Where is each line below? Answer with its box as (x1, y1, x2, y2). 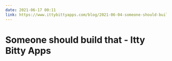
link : (5, 12, 17, 17)
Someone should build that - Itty (5, 34, 145, 46)
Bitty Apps (5, 45, 51, 56)
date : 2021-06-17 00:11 (5, 7, 56, 13)
